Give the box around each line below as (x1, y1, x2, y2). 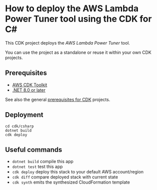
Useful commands (5, 145, 62, 154)
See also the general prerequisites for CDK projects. (5, 96, 110, 102)
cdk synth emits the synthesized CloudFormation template (12, 179, 130, 185)
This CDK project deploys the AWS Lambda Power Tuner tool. (5, 40, 130, 46)
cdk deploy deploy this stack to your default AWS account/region (12, 169, 144, 175)
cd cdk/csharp (5, 123, 34, 129)
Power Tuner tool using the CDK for (5, 13, 152, 24)
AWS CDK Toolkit (12, 82, 48, 88)
